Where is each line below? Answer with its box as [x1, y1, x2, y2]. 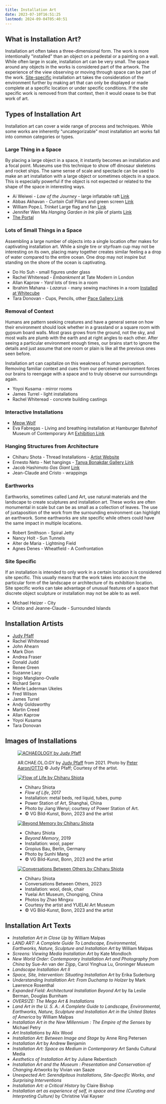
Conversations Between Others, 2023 [24, 881, 102, 886]
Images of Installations [5, 737, 77, 745]
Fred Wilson [12, 691, 37, 697]
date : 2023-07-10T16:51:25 [5, 12, 61, 17]
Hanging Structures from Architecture [5, 443, 99, 450]
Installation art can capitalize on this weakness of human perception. [5, 360, 146, 366]
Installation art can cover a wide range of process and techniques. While [5, 123, 153, 129]
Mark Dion [12, 649, 34, 655]
